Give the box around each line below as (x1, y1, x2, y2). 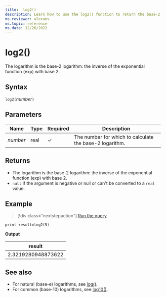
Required (47, 125, 69, 132)
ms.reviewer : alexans (5, 16, 50, 21)
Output (5, 231, 20, 237)
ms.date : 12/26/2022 (5, 26, 48, 31)
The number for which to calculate (74, 133, 154, 140)
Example (5, 199, 33, 208)
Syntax (5, 83, 28, 92)
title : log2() (5, 7, 37, 12)
